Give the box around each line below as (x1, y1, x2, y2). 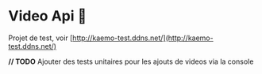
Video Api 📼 (8, 7, 87, 25)
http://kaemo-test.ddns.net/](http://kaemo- (72, 33, 214, 43)
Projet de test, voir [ (8, 33, 73, 43)
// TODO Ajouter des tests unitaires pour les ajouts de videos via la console (8, 57, 254, 66)
